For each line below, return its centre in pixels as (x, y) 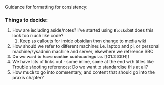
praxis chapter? (28, 78)
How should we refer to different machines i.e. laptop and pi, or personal (86, 46)
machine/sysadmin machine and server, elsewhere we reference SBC (83, 52)
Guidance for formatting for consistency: (46, 7)
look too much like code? (38, 36)
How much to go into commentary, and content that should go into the (83, 72)
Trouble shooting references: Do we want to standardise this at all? (80, 67)
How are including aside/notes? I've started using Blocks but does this (83, 30)
